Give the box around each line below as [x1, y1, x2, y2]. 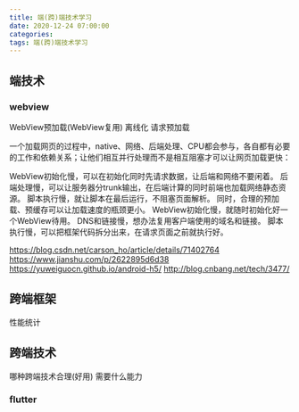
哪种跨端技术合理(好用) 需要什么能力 [9, 371, 143, 382]
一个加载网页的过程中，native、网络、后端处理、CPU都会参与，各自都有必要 [9, 140, 291, 152]
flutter [9, 393, 37, 406]
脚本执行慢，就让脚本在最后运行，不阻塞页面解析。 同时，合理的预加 [26, 193, 279, 203]
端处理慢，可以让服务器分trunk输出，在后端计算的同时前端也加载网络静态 [9, 182, 279, 193]
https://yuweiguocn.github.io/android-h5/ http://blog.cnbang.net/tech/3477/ [9, 263, 290, 274]
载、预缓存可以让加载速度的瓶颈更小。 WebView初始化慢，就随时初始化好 [9, 204, 281, 215]
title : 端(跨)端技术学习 [9, 12, 92, 22]
